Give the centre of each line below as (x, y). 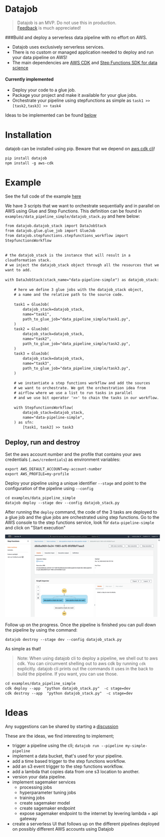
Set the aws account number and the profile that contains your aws (73, 454)
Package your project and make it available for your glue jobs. (75, 95)
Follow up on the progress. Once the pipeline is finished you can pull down (81, 625)
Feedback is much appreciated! (49, 28)
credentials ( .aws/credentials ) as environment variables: (63, 459)
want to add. (18, 270)
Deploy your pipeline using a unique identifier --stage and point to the (76, 483)
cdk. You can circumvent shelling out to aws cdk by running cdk (82, 664)
